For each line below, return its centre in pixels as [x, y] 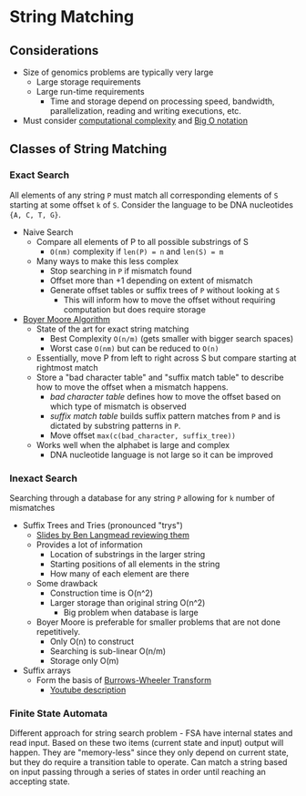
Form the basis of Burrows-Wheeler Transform [124, 679]
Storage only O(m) [85, 660]
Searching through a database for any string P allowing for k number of [142, 497]
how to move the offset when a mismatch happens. [133, 387]
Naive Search [48, 232]
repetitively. [58, 631]
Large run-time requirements [90, 92]
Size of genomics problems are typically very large [118, 72]
